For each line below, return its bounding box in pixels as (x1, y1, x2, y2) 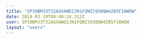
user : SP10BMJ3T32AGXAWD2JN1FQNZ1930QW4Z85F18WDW (6, 19, 130, 25)
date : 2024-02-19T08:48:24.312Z (6, 14, 85, 19)
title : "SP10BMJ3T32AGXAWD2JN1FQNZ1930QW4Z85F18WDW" (6, 8, 137, 14)
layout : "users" (6, 24, 46, 30)
